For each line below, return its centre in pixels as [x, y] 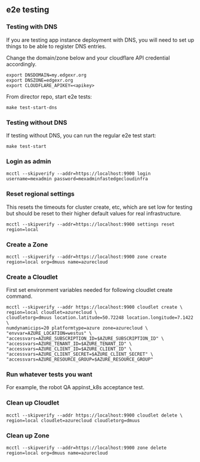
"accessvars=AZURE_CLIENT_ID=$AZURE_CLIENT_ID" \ [69, 349]
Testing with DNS [32, 27]
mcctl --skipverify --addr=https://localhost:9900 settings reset [90, 224]
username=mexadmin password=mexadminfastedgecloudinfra [77, 179]
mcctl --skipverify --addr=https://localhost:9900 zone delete [87, 448]
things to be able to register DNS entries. [56, 46]
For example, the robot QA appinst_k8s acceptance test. [75, 387]
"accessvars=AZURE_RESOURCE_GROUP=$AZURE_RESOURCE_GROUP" [80, 360]
